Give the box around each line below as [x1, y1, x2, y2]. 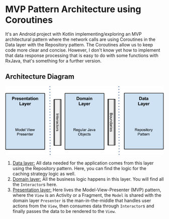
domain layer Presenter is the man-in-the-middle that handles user [12, 198, 151, 204]
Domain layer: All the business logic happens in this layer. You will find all [12, 176, 164, 182]
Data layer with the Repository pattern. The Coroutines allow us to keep [5, 41, 153, 47]
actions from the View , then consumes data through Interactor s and [12, 203, 154, 209]
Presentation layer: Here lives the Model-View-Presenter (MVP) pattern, [12, 187, 161, 193]
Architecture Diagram [5, 72, 74, 81]
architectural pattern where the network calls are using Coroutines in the [5, 36, 156, 42]
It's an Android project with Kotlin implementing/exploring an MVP [5, 31, 142, 37]
